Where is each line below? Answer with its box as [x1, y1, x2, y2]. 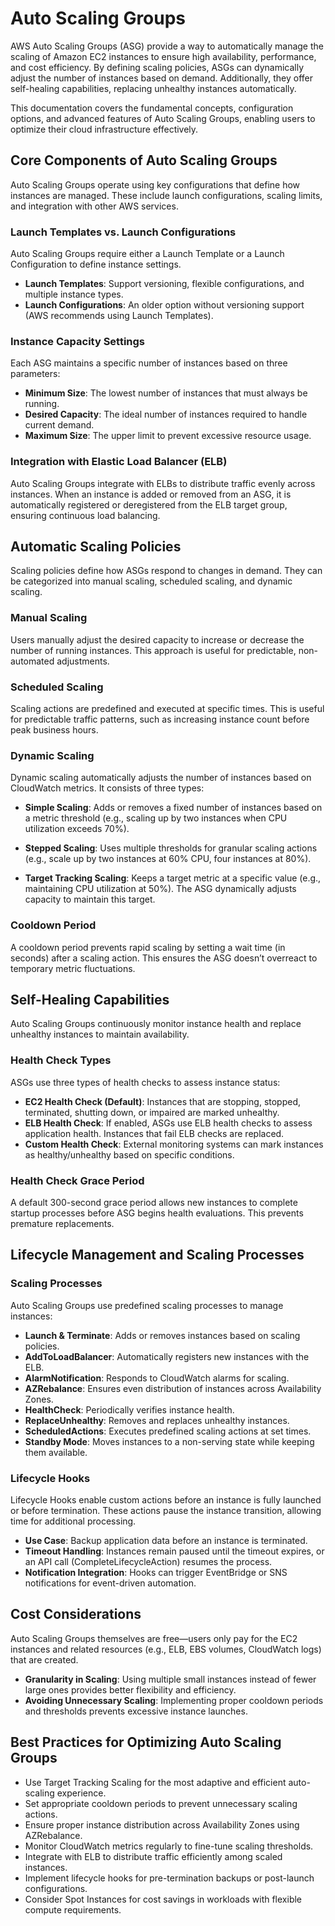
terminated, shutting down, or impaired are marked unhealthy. [24, 1106, 280, 1118]
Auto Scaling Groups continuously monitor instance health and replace [10, 1018, 302, 1030]
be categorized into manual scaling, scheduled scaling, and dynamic [10, 575, 293, 587]
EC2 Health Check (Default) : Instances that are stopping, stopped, [24, 1095, 302, 1107]
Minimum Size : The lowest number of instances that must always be [24, 387, 308, 399]
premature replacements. [10, 1218, 115, 1230]
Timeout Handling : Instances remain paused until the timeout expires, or [24, 1545, 325, 1557]
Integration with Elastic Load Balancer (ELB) [10, 455, 228, 469]
